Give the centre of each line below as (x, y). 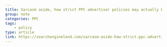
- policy (23, 28)
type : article (20, 32)
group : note (17, 14)
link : (11, 37)
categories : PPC (22, 19)
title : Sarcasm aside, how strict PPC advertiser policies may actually (82, 10)
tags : (11, 23)
